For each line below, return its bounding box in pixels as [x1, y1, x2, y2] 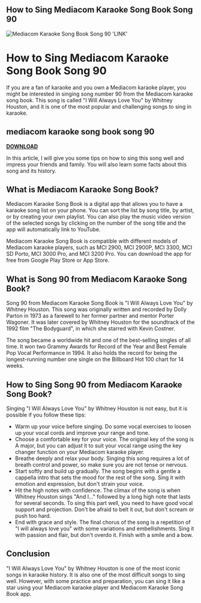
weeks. [6, 362, 24, 369]
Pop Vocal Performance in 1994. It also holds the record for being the [6, 350, 178, 357]
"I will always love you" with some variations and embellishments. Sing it [14, 525, 194, 532]
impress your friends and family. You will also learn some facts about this [6, 160, 187, 168]
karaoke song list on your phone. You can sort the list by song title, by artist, [6, 207, 194, 214]
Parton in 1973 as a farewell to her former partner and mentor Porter [6, 312, 175, 320]
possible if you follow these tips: [6, 411, 86, 418]
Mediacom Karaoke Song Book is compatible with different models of [6, 237, 178, 245]
